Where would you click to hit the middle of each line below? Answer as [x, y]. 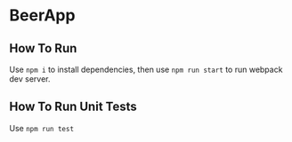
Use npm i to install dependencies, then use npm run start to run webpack [146, 69]
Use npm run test [41, 128]
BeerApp [42, 16]
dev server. [30, 79]
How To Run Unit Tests [73, 107]
